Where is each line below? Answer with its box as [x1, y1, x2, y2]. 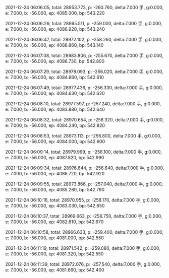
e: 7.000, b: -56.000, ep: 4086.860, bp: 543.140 [5, 42, 104, 48]
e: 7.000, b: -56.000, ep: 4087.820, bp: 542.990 [5, 155, 104, 160]
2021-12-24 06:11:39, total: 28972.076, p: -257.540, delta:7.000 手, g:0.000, [5, 261, 161, 267]
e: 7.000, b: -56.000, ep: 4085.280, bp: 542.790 [5, 187, 105, 192]
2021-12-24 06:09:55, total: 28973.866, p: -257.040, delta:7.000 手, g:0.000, [5, 181, 163, 187]
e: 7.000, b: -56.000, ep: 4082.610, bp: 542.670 [5, 219, 104, 225]
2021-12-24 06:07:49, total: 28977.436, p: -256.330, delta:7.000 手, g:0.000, [5, 85, 163, 91]
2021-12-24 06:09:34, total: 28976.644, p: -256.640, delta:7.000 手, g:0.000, [5, 165, 164, 171]
